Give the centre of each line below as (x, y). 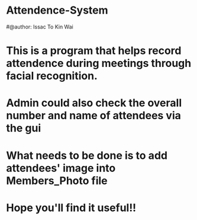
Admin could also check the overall (94, 103)
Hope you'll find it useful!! (71, 208)
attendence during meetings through (99, 63)
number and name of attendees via (94, 116)
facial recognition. (52, 76)
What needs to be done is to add (87, 155)
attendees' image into (61, 168)
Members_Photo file (57, 181)
